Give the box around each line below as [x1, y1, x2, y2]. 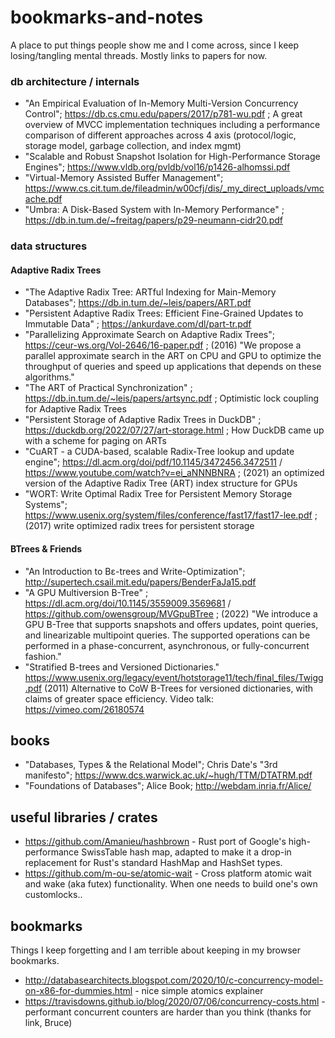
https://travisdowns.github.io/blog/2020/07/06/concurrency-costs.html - [24, 996, 326, 1007]
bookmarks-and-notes [10, 6, 204, 29]
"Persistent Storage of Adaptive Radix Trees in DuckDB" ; [24, 414, 262, 426]
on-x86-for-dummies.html [24, 985, 133, 996]
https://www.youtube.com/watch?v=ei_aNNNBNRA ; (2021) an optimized [24, 467, 325, 479]
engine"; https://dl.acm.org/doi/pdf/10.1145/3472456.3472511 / [24, 456, 283, 468]
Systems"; [24, 499, 68, 511]
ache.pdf [24, 193, 63, 205]
